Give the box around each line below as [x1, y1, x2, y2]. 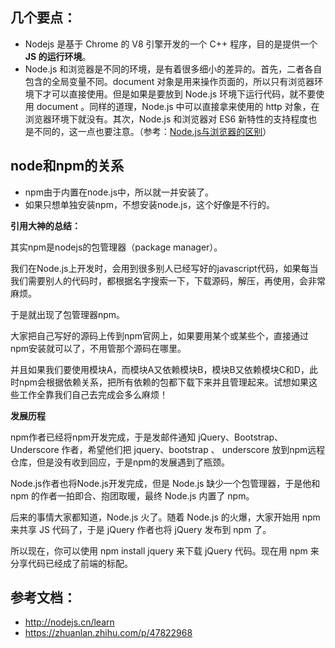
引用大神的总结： [10, 219, 81, 232]
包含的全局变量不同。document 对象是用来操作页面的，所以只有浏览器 [24, 75, 315, 87]
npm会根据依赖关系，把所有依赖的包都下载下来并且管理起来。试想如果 [18, 376, 310, 388]
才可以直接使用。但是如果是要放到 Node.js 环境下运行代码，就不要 [42, 88, 317, 100]
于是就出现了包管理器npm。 [10, 308, 126, 320]
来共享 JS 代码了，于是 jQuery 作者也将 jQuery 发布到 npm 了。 [10, 523, 272, 535]
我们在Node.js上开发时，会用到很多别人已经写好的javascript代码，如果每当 [10, 262, 319, 274]
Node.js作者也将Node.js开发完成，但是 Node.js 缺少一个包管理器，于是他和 [10, 477, 321, 489]
